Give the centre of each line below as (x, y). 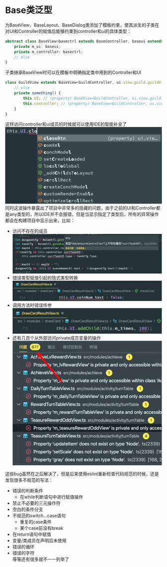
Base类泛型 (29, 10)
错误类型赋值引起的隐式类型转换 (45, 278)
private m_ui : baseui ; (38, 46)
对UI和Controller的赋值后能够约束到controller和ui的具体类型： (68, 31)
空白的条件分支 (28, 510)
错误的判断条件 (28, 491)
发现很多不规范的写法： (29, 480)
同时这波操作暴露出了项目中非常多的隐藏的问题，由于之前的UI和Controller (81, 208)
